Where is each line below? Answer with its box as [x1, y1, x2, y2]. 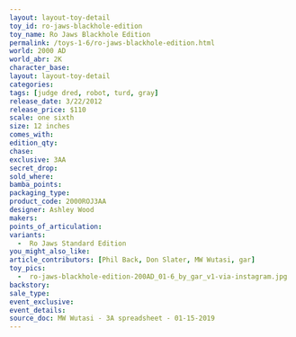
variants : [9, 230, 47, 239]
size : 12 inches [9, 122, 70, 131]
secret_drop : [9, 164, 58, 173]
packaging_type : [9, 189, 70, 198]
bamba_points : [9, 181, 63, 190]
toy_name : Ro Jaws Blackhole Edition [9, 30, 151, 39]
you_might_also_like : [9, 247, 91, 256]
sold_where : [9, 172, 54, 181]
